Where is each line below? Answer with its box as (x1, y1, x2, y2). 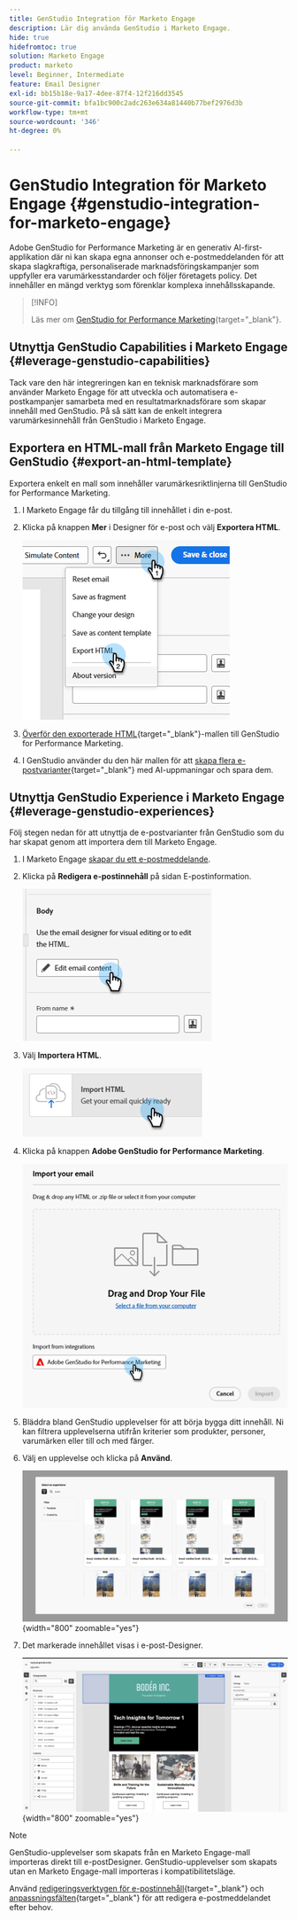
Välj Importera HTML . (21, 1050, 102, 1061)
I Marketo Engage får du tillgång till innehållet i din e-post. (21, 504, 232, 515)
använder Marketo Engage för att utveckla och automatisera (9, 386, 228, 397)
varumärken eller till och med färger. (21, 1435, 155, 1446)
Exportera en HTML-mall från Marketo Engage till (9, 441, 285, 456)
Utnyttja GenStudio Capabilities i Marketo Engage (9, 340, 288, 355)
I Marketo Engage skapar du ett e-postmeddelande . (21, 854, 210, 864)
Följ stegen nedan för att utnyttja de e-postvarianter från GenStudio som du (9, 827, 285, 838)
